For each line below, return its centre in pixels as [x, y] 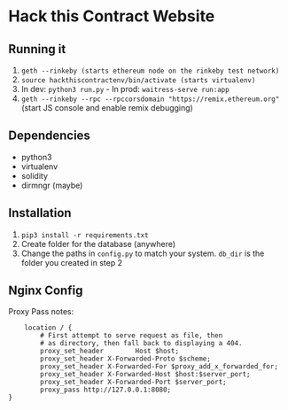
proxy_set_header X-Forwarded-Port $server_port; [133, 383]
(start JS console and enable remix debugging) [107, 108]
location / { [48, 328]
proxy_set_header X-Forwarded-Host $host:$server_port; [145, 375]
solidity [35, 175]
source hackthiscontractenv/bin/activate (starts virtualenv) [138, 81]
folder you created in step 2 [72, 262]
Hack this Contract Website [112, 16]
